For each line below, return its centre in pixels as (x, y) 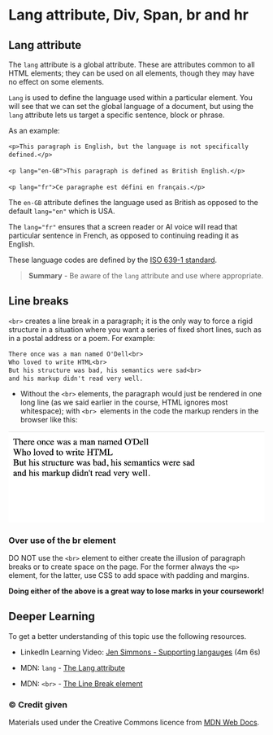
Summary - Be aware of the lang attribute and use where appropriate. (146, 276)
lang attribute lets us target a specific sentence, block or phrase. (117, 115)
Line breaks (39, 302)
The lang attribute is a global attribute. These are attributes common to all (132, 64)
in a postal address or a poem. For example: (82, 338)
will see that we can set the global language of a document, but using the (131, 106)
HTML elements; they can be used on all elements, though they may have (131, 73)
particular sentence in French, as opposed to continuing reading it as (124, 235)
